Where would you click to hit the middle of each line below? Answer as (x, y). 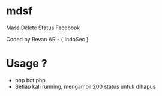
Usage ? (27, 64)
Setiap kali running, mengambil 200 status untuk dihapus (85, 86)
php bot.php (30, 80)
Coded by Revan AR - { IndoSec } (47, 39)
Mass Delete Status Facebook (43, 28)
